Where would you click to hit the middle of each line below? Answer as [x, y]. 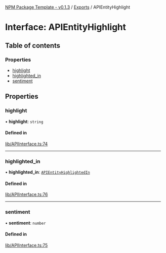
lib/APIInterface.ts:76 [26, 194]
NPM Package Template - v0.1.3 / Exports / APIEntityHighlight [68, 7]
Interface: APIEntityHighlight [66, 27]
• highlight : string [24, 122]
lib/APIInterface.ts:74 [26, 144]
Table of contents [33, 45]
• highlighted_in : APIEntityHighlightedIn [48, 172]
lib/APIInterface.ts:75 [26, 245]
